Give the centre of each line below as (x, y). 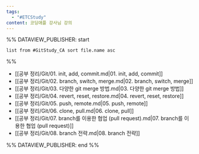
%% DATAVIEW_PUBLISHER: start (48, 40)
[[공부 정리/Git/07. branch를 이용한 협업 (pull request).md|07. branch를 (99, 118)
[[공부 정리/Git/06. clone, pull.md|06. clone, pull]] (74, 111)
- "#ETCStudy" (29, 17)
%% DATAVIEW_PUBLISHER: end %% (53, 145)
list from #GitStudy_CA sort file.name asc (61, 51)
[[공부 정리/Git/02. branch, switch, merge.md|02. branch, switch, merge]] (104, 81)
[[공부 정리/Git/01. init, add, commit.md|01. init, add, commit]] (89, 74)
